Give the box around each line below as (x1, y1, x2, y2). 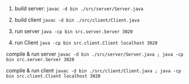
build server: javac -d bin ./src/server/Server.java (14, 5, 143, 12)
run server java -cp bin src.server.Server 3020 (14, 28, 133, 35)
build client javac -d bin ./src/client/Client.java (14, 16, 140, 23)
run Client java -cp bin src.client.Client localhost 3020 (14, 39, 158, 46)
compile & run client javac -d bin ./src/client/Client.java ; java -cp (6, 67, 181, 74)
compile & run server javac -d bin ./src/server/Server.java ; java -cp (6, 51, 184, 58)
